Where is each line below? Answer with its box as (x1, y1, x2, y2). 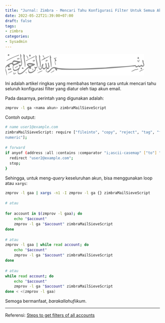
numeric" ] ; (5, 135, 27, 140)
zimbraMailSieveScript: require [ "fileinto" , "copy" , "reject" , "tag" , (5, 130, 155, 135)
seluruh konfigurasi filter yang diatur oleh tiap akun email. (5, 85, 122, 91)
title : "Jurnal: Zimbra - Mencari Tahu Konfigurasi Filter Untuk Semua (5, 8, 155, 13)
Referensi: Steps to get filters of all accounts (5, 312, 95, 318)
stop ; (9, 161, 21, 166)
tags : (5, 24, 16, 29)
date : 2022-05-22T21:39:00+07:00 (5, 13, 74, 18)
